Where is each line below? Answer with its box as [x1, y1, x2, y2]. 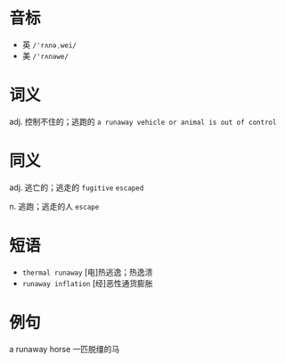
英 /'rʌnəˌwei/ [21, 39, 77, 50]
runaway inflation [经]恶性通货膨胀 [21, 277, 153, 288]
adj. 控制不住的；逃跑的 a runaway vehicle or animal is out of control [9, 116, 277, 127]
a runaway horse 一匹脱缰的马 [9, 343, 120, 354]
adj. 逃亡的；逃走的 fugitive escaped [9, 182, 144, 193]
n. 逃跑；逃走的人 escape [9, 201, 100, 211]
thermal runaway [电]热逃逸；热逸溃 [21, 267, 153, 277]
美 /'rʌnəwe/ [21, 50, 69, 61]
